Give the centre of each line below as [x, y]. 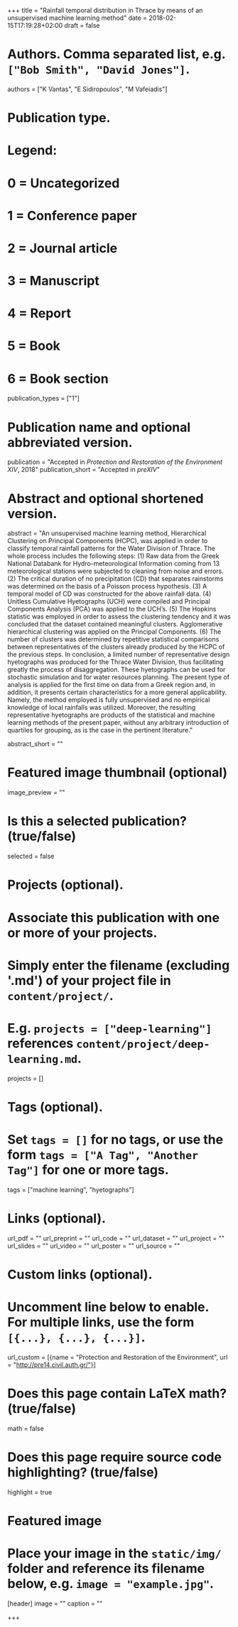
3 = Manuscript [53, 281]
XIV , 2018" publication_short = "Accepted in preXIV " [83, 470]
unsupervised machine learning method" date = [77, 18]
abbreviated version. [70, 442]
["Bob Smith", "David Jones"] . [99, 69]
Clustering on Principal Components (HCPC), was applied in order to [108, 541]
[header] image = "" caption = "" [55, 1603]
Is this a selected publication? [97, 821]
